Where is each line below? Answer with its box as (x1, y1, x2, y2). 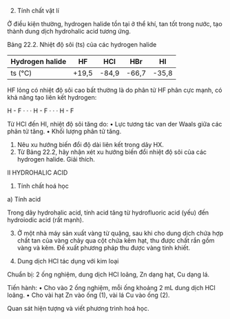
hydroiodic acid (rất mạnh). (7, 216, 84, 223)
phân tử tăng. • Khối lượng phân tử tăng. (7, 127, 122, 135)
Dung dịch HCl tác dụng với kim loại (17, 257, 119, 265)
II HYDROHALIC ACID (7, 168, 68, 177)
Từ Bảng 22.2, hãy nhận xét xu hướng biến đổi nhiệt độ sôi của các (17, 148, 207, 156)
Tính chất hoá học (17, 182, 69, 190)
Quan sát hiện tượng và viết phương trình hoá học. (7, 305, 149, 312)
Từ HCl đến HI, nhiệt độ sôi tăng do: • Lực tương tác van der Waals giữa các (7, 120, 222, 128)
